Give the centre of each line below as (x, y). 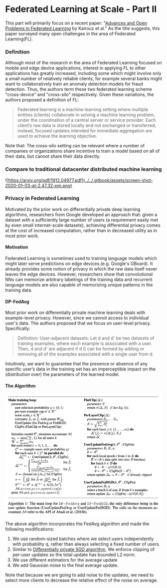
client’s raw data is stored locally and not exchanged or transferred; (87, 125)
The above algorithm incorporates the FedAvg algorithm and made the (77, 524)
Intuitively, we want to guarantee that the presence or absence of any (77, 364)
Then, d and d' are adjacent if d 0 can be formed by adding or (81, 349)
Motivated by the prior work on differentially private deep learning (73, 209)
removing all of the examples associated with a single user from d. (85, 354)
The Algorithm (20, 386)
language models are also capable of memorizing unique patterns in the (79, 285)
